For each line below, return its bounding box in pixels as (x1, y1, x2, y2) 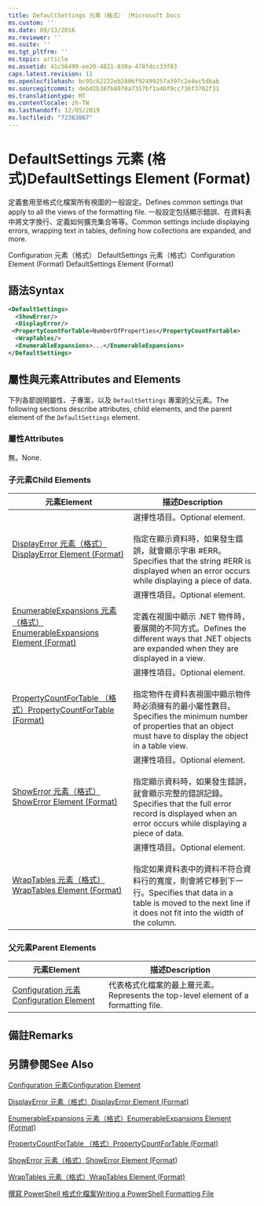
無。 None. (8, 453, 42, 462)
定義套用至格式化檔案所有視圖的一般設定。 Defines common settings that (8, 197, 244, 207)
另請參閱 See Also (8, 1058, 94, 1072)
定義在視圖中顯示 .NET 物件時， (133, 611, 250, 622)
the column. (133, 917, 177, 928)
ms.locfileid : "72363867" (8, 114, 93, 122)
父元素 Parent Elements (8, 943, 97, 954)
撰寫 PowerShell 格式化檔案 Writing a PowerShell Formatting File (8, 1189, 214, 1198)
